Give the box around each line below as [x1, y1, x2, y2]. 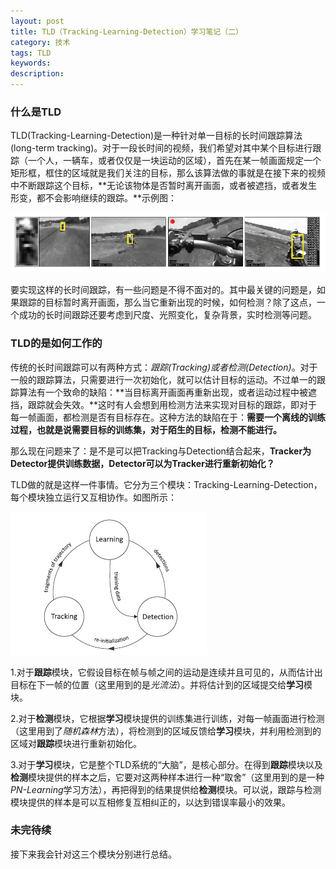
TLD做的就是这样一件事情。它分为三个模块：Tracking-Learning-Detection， [10, 478, 323, 490]
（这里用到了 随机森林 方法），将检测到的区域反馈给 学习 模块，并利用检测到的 [10, 725, 322, 737]
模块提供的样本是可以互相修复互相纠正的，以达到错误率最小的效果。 [10, 796, 291, 808]
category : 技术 [10, 37, 71, 47]
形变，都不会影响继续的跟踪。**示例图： [10, 192, 178, 204]
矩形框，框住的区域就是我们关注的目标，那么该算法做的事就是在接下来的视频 [10, 167, 326, 179]
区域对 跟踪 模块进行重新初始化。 [10, 737, 142, 749]
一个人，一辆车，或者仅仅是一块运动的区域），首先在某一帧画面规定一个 [27, 155, 322, 167]
